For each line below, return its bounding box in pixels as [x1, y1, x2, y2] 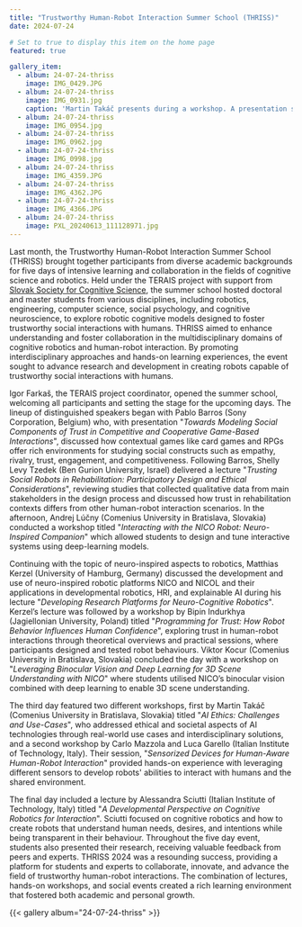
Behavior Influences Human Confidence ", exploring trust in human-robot [9, 625, 279, 635]
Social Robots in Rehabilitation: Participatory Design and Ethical [9, 473, 247, 484]
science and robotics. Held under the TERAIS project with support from [9, 274, 273, 285]
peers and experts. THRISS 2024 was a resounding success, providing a [9, 851, 279, 862]
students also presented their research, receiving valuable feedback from [9, 841, 281, 852]
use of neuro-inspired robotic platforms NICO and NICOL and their [9, 577, 255, 588]
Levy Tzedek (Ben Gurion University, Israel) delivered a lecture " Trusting [9, 464, 278, 475]
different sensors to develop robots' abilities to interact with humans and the [9, 767, 292, 778]
